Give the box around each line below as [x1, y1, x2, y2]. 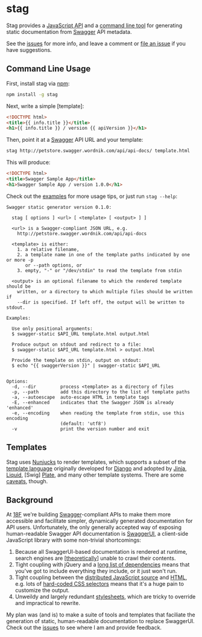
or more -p [6, 257, 34, 263]
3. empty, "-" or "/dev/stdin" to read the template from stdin [17, 267, 182, 273]
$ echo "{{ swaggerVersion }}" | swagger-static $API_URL [11, 363, 161, 369]
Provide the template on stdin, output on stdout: [11, 357, 142, 363]
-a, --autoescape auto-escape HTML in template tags [11, 394, 150, 400]
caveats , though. [6, 477, 48, 484]
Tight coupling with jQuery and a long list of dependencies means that [14, 561, 190, 568]
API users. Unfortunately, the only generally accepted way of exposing [6, 524, 182, 531]
